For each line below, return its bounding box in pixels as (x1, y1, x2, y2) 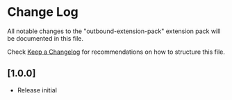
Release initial (17, 86, 58, 94)
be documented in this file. (7, 34, 84, 42)
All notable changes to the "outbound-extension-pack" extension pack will (7, 27, 221, 35)
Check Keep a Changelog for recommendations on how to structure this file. (7, 48, 226, 56)
